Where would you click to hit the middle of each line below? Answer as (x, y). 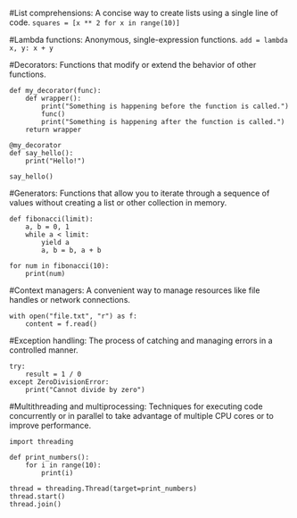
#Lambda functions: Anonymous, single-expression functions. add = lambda (148, 40)
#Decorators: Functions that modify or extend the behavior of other (133, 65)
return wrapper (54, 129)
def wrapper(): (54, 98)
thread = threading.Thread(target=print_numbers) (103, 489)
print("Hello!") (56, 161)
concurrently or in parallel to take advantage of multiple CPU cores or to (141, 416)
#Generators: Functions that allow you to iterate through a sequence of (140, 193)
